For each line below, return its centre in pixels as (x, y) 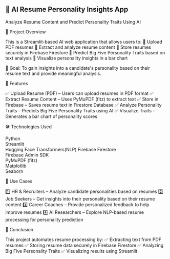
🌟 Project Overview (26, 32)
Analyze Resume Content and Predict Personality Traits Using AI (73, 22)
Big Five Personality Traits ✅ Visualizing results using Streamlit (71, 251)
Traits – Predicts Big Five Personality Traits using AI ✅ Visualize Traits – (80, 110)
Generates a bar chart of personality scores (51, 116)
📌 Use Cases (19, 181)
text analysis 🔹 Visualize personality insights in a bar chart (67, 58)
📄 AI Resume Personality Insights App (67, 9)
